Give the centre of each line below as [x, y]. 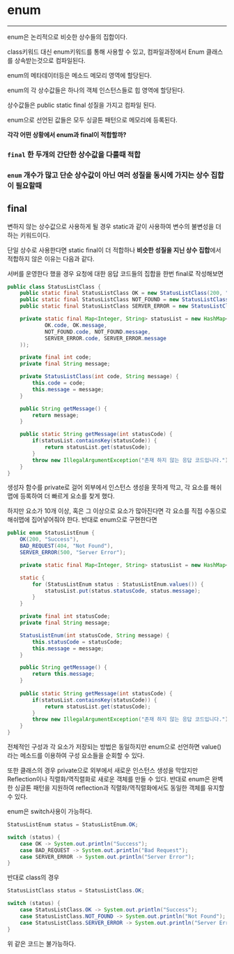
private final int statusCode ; [65, 616]
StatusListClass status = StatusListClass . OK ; [76, 891]
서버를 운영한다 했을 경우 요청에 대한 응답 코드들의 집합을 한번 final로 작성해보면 [116, 273]
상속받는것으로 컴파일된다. [50, 60]
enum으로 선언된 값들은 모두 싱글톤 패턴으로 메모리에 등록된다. [92, 120]
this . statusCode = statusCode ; [78, 642]
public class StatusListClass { [54, 287]
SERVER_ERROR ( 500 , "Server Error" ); [73, 553]
